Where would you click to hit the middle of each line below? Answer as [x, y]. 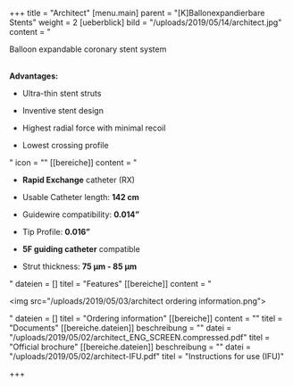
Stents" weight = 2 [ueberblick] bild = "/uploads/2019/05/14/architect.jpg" [146, 22]
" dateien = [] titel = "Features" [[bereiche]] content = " [110, 284]
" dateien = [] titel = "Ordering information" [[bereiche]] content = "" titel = [146, 318]
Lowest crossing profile [65, 145]
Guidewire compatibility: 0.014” [81, 214]
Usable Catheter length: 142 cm [81, 197]
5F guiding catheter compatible [81, 249]
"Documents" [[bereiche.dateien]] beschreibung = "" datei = [121, 328]
